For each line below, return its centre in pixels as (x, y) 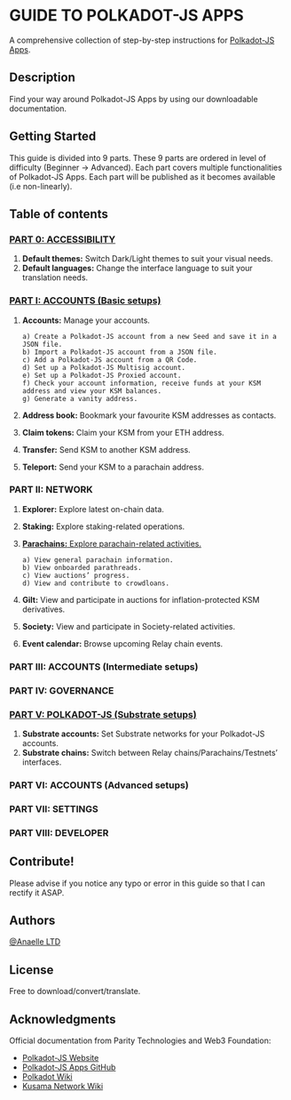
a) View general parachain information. (98, 560)
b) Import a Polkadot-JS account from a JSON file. (119, 352)
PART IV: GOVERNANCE (62, 690)
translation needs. (55, 277)
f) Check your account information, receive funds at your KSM (142, 383)
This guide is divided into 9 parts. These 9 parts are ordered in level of (138, 157)
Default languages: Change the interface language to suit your (137, 269)
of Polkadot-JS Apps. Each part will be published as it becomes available (142, 177)
